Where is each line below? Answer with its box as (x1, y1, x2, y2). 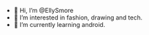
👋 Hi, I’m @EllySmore (13, 7, 74, 14)
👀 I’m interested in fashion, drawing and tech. (13, 13, 143, 22)
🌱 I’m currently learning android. (13, 21, 106, 28)
